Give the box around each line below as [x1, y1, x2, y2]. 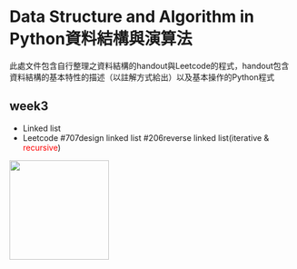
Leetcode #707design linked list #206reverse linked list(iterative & [22, 132, 270, 143]
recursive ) [22, 142, 62, 153]
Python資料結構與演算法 [9, 29, 193, 49]
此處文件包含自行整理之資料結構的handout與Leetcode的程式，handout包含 [9, 60, 290, 71]
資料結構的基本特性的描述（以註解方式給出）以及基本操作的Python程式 [9, 71, 275, 83]
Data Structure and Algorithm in [9, 6, 254, 27]
